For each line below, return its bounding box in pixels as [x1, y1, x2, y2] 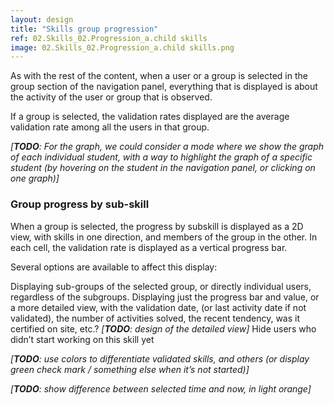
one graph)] [10, 172, 60, 185]
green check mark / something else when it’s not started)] [10, 363, 250, 375]
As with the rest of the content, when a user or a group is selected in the [10, 70, 308, 82]
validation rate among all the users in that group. [10, 121, 210, 133]
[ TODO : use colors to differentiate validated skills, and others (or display [10, 352, 310, 365]
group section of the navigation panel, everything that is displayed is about [10, 81, 318, 93]
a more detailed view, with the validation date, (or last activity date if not [10, 301, 307, 313]
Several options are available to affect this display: [10, 261, 218, 273]
